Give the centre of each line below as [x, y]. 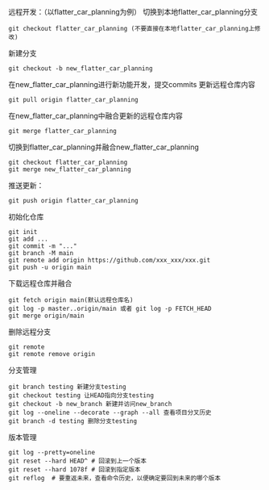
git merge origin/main [46, 316]
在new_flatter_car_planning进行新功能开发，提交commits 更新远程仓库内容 [132, 84]
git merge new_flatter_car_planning [70, 170]
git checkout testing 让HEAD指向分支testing [81, 396]
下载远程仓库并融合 [40, 283]
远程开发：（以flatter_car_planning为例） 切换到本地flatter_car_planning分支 [133, 12]
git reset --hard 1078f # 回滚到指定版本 [74, 470]
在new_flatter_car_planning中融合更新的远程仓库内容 [96, 116]
